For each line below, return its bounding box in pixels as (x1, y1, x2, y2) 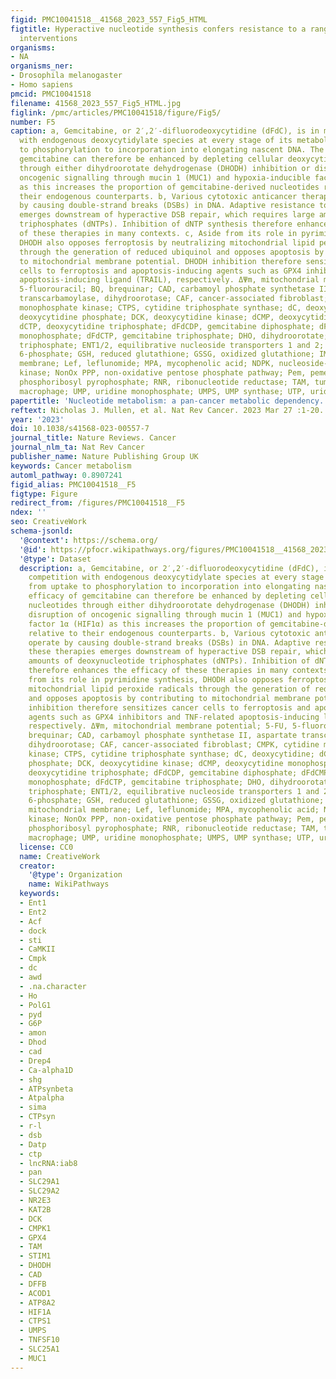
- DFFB (19, 1279, 47, 1289)
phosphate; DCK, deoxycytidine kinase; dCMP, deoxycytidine (28, 758, 284, 768)
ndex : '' (10, 507, 47, 518)
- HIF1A (19, 1307, 52, 1317)
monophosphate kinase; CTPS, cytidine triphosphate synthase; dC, (19, 303, 302, 313)
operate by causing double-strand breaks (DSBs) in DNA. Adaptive (28, 637, 311, 648)
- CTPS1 (19, 1316, 52, 1326)
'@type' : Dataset (19, 554, 92, 564)
